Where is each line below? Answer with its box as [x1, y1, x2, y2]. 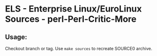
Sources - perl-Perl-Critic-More [5, 14, 137, 25]
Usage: [5, 33, 28, 41]
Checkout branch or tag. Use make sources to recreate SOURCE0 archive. [5, 46, 153, 51]
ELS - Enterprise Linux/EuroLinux [5, 3, 142, 14]
